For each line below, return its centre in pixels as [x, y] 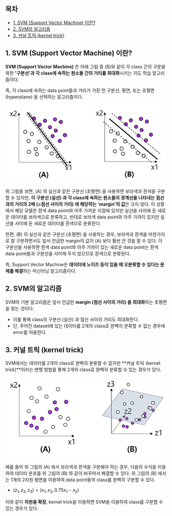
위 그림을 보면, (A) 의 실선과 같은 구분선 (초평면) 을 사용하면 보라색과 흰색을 [80, 191]
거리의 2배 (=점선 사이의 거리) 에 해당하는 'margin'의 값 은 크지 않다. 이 [85, 204]
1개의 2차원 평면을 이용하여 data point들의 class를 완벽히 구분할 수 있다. [83, 480]
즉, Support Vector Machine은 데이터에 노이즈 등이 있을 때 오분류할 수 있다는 [82, 264]
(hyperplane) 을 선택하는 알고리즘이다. [44, 97]
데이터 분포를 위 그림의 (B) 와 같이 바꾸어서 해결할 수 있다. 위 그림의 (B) [86, 473]
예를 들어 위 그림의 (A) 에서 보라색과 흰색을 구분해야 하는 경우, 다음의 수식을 [81, 467]
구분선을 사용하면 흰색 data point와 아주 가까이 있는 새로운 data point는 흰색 [82, 247]
